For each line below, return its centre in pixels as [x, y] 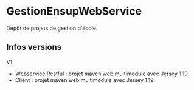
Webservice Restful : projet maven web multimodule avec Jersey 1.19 [102, 74]
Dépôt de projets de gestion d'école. [52, 28]
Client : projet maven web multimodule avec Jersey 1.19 [84, 80]
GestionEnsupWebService [74, 11]
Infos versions [34, 47]
